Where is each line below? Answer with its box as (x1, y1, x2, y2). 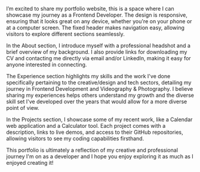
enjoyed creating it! (6, 159, 54, 166)
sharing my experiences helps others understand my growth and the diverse (6, 92, 194, 99)
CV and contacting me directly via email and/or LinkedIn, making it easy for (6, 55, 191, 62)
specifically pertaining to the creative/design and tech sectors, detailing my (6, 79, 192, 86)
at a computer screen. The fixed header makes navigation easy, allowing (6, 24, 185, 31)
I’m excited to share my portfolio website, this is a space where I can (6, 5, 174, 12)
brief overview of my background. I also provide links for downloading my (6, 48, 187, 56)
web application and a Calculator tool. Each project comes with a (6, 122, 166, 129)
